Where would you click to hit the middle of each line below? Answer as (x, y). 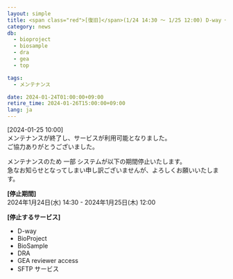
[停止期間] (22, 193)
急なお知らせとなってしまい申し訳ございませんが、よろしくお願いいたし (110, 170)
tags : (15, 78)
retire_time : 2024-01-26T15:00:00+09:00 (67, 104)
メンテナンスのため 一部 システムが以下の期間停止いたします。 (96, 161)
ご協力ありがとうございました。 (53, 146)
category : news (29, 26)
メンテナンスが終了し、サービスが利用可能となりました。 (89, 138)
